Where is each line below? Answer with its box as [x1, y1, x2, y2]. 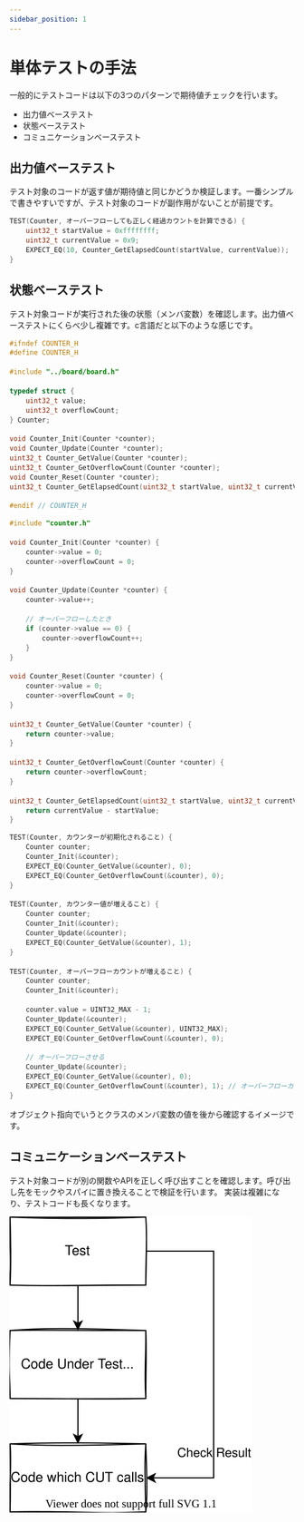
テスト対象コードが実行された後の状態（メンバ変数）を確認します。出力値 [9, 308, 287, 319]
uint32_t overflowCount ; [25, 405, 119, 415]
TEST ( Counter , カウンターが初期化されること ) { [9, 833, 174, 843]
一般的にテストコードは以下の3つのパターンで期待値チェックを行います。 [9, 89, 283, 100]
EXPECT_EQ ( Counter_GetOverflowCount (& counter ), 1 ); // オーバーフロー [25, 1082, 288, 1091]
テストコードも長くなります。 [24, 1197, 136, 1208]
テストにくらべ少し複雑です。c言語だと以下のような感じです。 [24, 319, 258, 330]
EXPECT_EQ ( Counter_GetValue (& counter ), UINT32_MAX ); [25, 1024, 229, 1033]
